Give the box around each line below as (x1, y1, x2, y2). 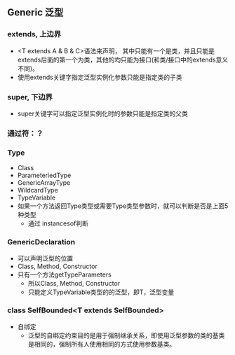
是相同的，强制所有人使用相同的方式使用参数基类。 (27, 340, 176, 348)
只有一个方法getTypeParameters (17, 270, 112, 279)
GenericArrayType (17, 179, 71, 187)
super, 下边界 (7, 92, 53, 102)
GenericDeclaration (7, 237, 76, 247)
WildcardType (17, 186, 58, 195)
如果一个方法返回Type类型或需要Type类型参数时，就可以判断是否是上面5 (17, 202, 229, 210)
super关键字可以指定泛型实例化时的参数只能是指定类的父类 (17, 109, 188, 118)
